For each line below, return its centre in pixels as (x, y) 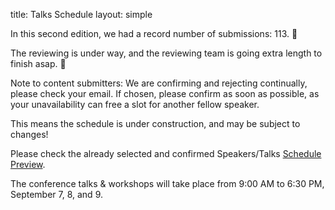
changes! (29, 134)
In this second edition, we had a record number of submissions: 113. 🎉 (154, 33)
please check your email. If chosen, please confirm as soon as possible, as (165, 93)
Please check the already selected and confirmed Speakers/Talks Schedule (166, 153)
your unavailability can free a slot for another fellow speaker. (135, 104)
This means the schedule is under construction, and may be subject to (155, 123)
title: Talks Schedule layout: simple (81, 14)
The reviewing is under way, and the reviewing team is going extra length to (166, 53)
